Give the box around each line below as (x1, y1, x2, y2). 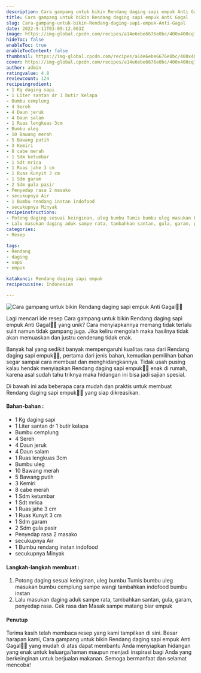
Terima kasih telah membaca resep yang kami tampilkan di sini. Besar (6, 629, 178, 636)
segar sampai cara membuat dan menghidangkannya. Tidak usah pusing (6, 358, 185, 365)
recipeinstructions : (6, 209, 58, 216)
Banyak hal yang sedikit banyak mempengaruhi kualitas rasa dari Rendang (6, 345, 190, 353)
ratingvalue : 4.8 (6, 70, 50, 76)
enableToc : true (6, 43, 47, 49)
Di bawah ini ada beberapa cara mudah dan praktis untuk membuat (6, 382, 172, 390)
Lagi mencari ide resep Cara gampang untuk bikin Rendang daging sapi (6, 314, 182, 322)
